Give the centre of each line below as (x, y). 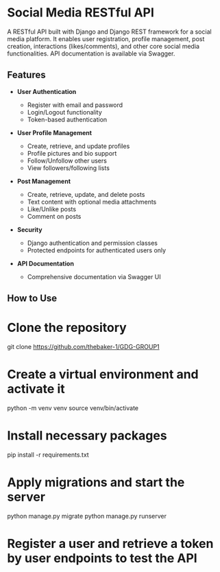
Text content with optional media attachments (92, 202)
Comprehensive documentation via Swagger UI (94, 276)
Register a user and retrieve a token (110, 544)
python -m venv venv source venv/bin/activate (73, 408)
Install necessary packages (87, 436)
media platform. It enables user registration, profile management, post (106, 38)
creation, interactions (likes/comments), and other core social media (103, 46)
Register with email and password (75, 105)
